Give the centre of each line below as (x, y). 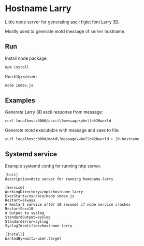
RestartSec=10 (19, 209)
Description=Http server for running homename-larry (59, 179)
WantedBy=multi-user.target (33, 238)
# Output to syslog (25, 213)
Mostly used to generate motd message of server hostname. (65, 31)
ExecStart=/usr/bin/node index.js (40, 196)
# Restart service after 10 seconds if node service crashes (68, 204)
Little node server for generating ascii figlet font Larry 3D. (62, 22)
